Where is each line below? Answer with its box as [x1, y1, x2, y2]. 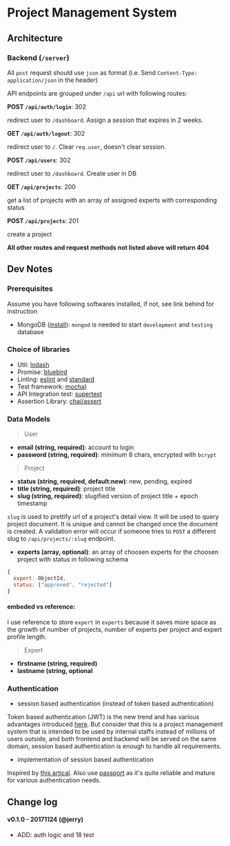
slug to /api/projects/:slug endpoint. [7, 535, 116, 543]
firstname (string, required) [17, 659, 98, 668]
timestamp [17, 499, 48, 508]
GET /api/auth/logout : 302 [7, 129, 85, 137]
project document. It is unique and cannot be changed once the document [7, 520, 218, 528]
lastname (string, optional [17, 666, 93, 674]
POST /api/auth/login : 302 [7, 102, 86, 111]
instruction [7, 307, 38, 315]
